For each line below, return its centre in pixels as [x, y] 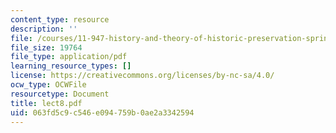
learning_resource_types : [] [71, 66]
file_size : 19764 [46, 47]
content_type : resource [60, 19]
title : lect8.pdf [46, 103]
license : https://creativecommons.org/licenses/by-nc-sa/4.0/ [142, 76]
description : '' [44, 29]
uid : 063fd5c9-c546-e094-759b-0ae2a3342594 [102, 112]
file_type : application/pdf [69, 57]
